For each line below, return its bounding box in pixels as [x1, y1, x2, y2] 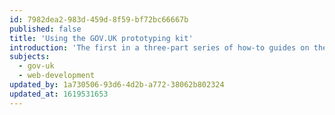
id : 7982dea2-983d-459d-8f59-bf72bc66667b [9, 14, 189, 25]
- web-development [18, 71, 96, 81]
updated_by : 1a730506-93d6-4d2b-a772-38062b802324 [9, 80, 225, 90]
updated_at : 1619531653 [9, 89, 109, 99]
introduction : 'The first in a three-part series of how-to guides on [9, 42, 310, 53]
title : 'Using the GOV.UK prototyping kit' [9, 33, 194, 43]
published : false [9, 24, 82, 34]
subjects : [9, 52, 51, 62]
